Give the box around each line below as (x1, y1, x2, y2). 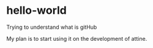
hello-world (6, 4, 67, 17)
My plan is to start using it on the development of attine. (6, 35, 147, 42)
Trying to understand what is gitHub (6, 23, 97, 31)
